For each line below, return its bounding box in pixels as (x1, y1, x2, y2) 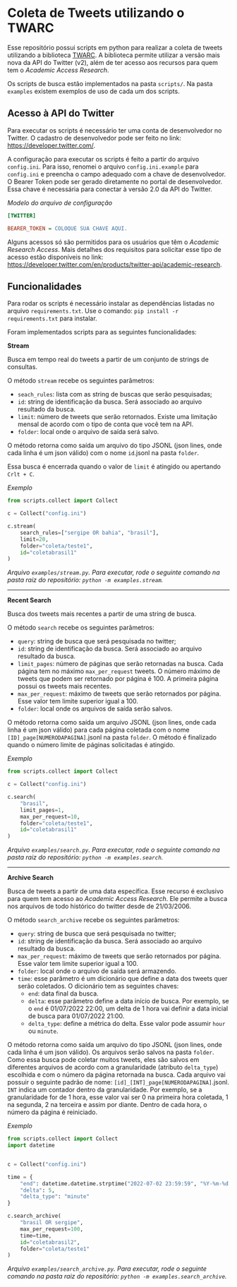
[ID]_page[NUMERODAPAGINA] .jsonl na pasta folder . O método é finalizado (7, 733, 217, 742)
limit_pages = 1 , (20, 806, 65, 814)
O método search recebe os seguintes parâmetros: (7, 623, 155, 632)
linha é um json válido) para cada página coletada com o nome (7, 725, 190, 735)
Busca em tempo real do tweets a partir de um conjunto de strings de (7, 355, 209, 364)
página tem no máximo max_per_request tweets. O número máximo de (17, 667, 221, 675)
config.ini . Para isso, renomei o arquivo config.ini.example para (7, 162, 199, 171)
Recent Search (7, 596, 51, 605)
